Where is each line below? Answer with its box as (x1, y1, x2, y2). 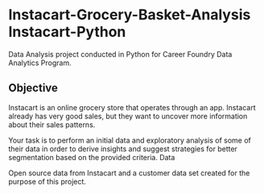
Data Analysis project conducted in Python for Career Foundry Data (8, 49, 233, 59)
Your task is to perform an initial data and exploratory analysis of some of (8, 135, 251, 145)
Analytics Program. (8, 58, 72, 68)
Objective (8, 81, 59, 95)
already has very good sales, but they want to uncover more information (8, 111, 248, 121)
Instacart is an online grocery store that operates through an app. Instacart (8, 102, 256, 112)
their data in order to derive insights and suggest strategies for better (8, 143, 237, 154)
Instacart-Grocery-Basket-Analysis (8, 6, 251, 24)
